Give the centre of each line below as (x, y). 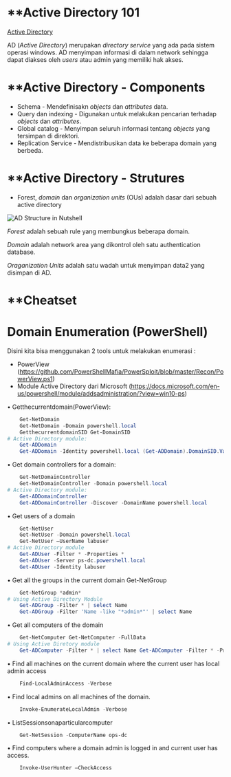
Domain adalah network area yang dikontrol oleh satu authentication (104, 244)
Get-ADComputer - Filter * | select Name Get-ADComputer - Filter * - (120, 650)
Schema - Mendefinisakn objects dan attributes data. (92, 106)
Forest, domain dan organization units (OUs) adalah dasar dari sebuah (117, 197)
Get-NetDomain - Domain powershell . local (78, 426)
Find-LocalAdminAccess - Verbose (66, 683)
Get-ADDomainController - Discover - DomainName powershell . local (113, 503)
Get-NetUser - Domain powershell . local (75, 535)
